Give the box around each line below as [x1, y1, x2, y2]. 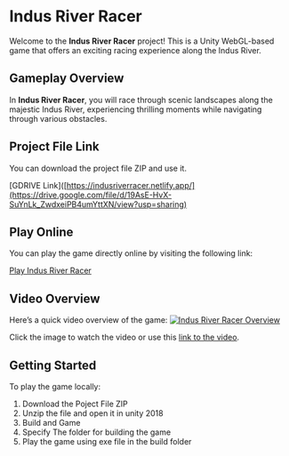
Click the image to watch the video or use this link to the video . [9, 332, 240, 343]
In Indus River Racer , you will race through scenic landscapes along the [9, 94, 273, 105]
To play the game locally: [9, 381, 101, 392]
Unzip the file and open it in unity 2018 [21, 408, 164, 419]
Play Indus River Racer [9, 265, 92, 276]
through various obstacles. [9, 113, 108, 124]
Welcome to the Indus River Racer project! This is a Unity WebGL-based [9, 36, 275, 46]
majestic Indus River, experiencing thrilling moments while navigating [9, 104, 262, 115]
